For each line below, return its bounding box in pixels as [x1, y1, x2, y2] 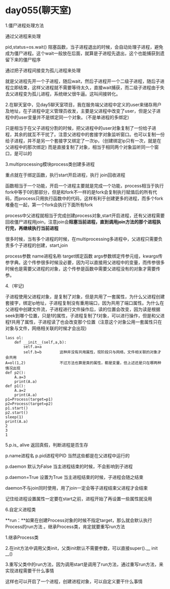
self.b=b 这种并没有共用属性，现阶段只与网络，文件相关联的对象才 [23, 349, 161, 355]
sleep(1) [5, 414, 24, 420]
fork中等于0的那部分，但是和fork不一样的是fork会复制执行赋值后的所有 [5, 189, 153, 195]
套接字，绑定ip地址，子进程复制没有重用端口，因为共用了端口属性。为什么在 [5, 300, 164, 306]
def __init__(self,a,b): [14, 340, 67, 345]
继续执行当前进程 [22, 225, 59, 231]
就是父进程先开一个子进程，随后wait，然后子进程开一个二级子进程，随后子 [5, 78, 160, 84]
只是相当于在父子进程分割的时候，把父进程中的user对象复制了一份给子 [5, 125, 152, 131]
